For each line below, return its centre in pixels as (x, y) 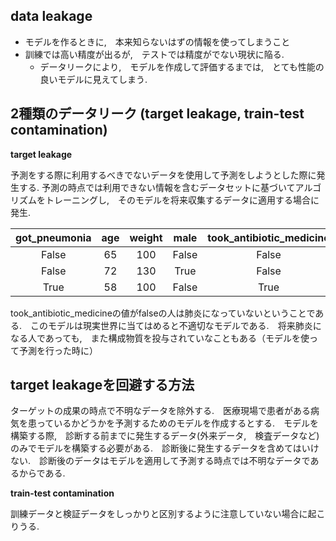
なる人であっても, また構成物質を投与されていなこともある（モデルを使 (160, 338)
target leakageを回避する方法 (102, 385)
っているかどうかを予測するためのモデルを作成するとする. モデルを (177, 423)
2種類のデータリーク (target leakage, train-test (157, 114)
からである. (42, 473)
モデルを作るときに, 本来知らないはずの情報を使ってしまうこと (157, 41)
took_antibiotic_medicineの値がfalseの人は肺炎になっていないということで (163, 313)
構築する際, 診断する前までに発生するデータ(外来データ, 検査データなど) (165, 436)
